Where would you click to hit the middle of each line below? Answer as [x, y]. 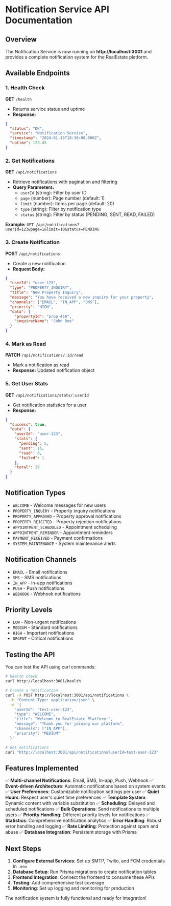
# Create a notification [32, 691]
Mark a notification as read [41, 365]
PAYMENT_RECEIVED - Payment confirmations [58, 538]
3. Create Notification [33, 242]
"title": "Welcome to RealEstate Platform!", [64, 719]
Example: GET [20, 225]
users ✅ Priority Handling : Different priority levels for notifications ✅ [78, 815]
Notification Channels [41, 559]
